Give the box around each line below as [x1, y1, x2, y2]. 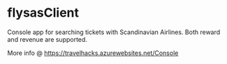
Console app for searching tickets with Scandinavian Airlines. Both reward [7, 28, 221, 36]
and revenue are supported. [7, 35, 87, 43]
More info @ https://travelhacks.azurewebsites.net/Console [7, 49, 179, 57]
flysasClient [7, 5, 79, 21]
